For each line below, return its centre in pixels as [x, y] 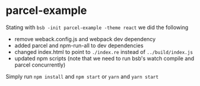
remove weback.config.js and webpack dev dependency [85, 39]
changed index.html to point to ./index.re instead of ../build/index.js [104, 51]
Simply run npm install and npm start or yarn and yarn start [82, 76]
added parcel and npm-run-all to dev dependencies [79, 45]
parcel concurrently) [40, 65]
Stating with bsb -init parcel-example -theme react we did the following [97, 27]
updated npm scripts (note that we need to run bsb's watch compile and [104, 58]
